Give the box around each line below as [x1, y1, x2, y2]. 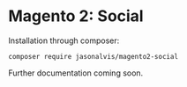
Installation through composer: [8, 35, 120, 46]
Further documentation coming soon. [8, 68, 144, 78]
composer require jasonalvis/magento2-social [8, 52, 178, 61]
